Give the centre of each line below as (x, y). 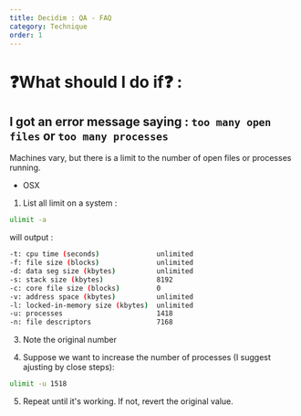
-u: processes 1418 (91, 314)
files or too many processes (89, 136)
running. (25, 168)
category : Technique (49, 27)
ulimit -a (28, 220)
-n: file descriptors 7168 (91, 322)
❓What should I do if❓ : (96, 82)
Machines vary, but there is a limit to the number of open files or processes (150, 158)
